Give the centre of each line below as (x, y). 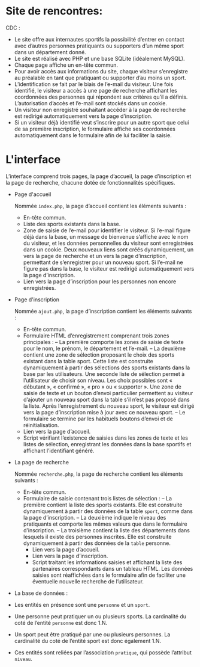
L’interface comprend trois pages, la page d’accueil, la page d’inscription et (99, 176)
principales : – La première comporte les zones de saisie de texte (103, 342)
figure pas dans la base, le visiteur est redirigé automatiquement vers (109, 268)
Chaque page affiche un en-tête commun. (66, 65)
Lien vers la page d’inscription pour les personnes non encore (100, 281)
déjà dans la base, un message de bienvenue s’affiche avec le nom (106, 236)
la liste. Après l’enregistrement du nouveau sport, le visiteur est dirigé (109, 406)
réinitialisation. (41, 425)
